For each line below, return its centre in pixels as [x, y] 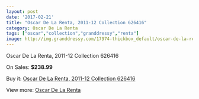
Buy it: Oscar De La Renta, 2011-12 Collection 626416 [71, 78]
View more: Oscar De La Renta [44, 90]
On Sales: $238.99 [30, 67]
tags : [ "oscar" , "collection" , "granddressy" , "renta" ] [73, 34]
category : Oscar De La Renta [42, 28]
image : [14, 39]
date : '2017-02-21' [30, 17]
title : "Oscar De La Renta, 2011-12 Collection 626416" [76, 22]
